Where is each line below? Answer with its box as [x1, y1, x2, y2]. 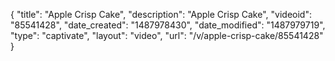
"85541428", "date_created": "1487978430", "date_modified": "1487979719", [10, 19, 326, 31]
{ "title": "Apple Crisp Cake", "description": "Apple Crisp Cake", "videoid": [10, 9, 312, 20]
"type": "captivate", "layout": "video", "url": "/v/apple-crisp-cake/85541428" [10, 30, 324, 41]
